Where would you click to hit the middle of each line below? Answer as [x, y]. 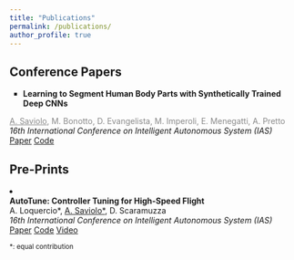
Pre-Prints [40, 169]
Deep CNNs [45, 104]
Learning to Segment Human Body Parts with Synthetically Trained [152, 94]
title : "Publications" [52, 18]
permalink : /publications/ [61, 26]
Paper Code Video [44, 230]
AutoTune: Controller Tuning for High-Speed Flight [107, 201]
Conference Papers [66, 72]
